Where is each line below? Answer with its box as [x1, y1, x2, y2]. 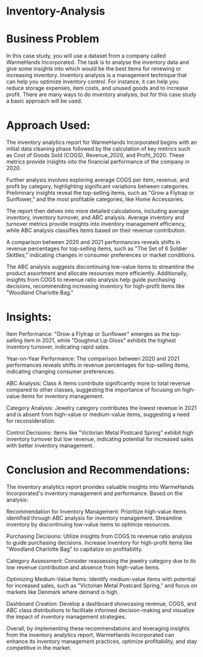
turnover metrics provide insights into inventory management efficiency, [6, 220, 187, 228]
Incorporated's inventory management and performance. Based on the [6, 489, 183, 497]
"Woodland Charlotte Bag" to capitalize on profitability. [6, 545, 144, 553]
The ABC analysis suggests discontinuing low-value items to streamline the [6, 263, 195, 271]
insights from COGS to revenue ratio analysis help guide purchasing [6, 276, 176, 284]
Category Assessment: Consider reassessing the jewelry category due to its [6, 557, 196, 564]
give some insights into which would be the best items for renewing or [6, 65, 182, 72]
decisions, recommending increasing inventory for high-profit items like [6, 282, 185, 290]
